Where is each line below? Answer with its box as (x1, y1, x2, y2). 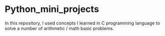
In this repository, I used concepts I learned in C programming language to (5, 20, 160, 26)
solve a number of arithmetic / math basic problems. (5, 25, 114, 31)
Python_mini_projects (5, 3, 100, 15)
